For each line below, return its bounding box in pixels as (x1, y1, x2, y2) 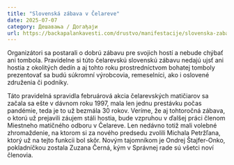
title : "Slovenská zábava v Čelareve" (7, 10, 120, 17)
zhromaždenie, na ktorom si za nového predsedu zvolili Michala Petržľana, (7, 129, 221, 137)
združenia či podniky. (7, 78, 69, 87)
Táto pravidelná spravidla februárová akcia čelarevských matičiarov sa (7, 92, 209, 100)
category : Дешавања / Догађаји (7, 23, 98, 30)
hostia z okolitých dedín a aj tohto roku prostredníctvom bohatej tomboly (7, 63, 216, 72)
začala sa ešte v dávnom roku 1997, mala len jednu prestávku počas (7, 99, 202, 108)
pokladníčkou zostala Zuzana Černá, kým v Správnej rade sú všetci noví (7, 143, 214, 152)
